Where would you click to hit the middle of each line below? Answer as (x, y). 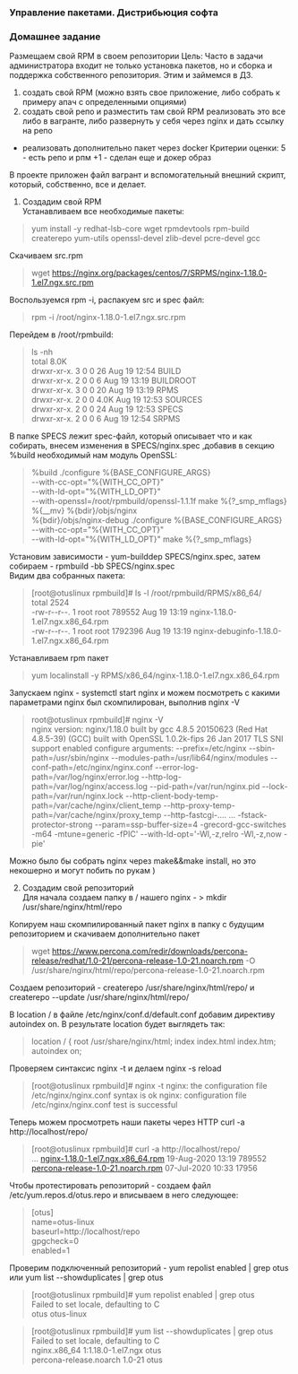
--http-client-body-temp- (172, 796)
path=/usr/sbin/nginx (70, 758)
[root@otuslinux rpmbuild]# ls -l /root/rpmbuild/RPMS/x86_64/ (146, 593)
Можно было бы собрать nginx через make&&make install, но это (133, 861)
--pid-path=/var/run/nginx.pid (204, 787)
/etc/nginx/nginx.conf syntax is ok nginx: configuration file (139, 1095)
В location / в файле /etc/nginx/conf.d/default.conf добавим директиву (142, 1014)
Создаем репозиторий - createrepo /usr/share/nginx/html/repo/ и (132, 987)
